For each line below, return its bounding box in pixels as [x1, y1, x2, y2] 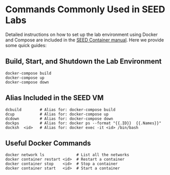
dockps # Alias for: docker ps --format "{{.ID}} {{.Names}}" [5, 120, 161, 126]
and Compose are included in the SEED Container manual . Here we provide [5, 37, 164, 43]
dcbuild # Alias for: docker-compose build [5, 107, 116, 112]
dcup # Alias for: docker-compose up [5, 112, 109, 117]
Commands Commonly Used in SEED [5, 4, 165, 15]
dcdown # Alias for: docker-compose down [5, 116, 114, 121]
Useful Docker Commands [5, 139, 91, 147]
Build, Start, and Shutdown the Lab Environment [5, 57, 162, 66]
